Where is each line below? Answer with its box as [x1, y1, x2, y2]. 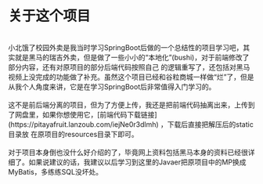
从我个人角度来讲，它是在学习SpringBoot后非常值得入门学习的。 [8, 81, 216, 91]
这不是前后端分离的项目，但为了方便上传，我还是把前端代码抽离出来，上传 [8, 99, 248, 110]
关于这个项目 [8, 7, 92, 25]
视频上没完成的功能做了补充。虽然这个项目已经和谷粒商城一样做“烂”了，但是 [8, 72, 254, 81]
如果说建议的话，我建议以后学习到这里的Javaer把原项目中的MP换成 [28, 157, 247, 167]
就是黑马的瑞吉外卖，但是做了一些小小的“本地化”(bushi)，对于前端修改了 [14, 52, 250, 62]
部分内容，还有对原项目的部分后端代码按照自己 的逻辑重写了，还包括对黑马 [8, 62, 250, 71]
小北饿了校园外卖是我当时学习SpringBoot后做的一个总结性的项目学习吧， [8, 42, 243, 52]
